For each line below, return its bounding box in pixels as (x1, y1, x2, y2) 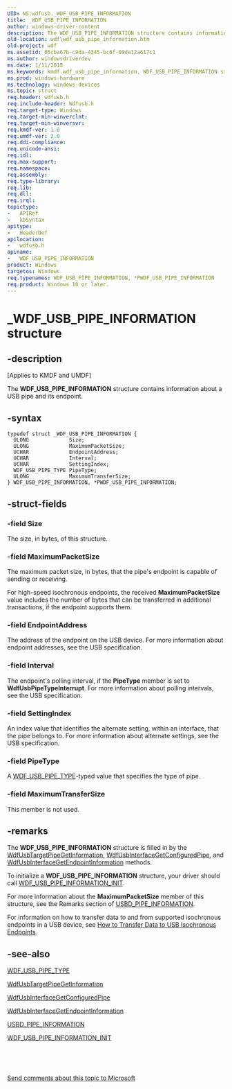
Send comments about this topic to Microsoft (7, 1074, 136, 1082)
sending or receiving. (7, 575, 68, 583)
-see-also (7, 948, 50, 960)
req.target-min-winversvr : (7, 119, 85, 127)
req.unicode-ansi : (7, 146, 60, 153)
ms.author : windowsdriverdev (7, 55, 91, 62)
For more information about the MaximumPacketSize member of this (7, 892, 204, 901)
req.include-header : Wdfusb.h (7, 101, 95, 107)
